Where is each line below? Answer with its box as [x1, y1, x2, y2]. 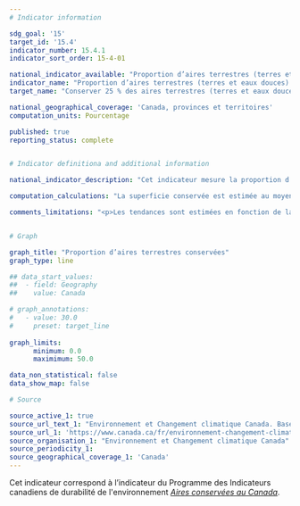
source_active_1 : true [9, 411, 94, 420]
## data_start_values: [9, 272, 94, 281]
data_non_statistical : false [9, 371, 118, 380]
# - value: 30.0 [9, 313, 78, 322]
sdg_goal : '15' [9, 29, 66, 38]
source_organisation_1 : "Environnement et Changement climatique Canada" [9, 436, 290, 445]
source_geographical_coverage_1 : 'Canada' [9, 452, 170, 462]
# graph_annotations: [9, 305, 90, 314]
